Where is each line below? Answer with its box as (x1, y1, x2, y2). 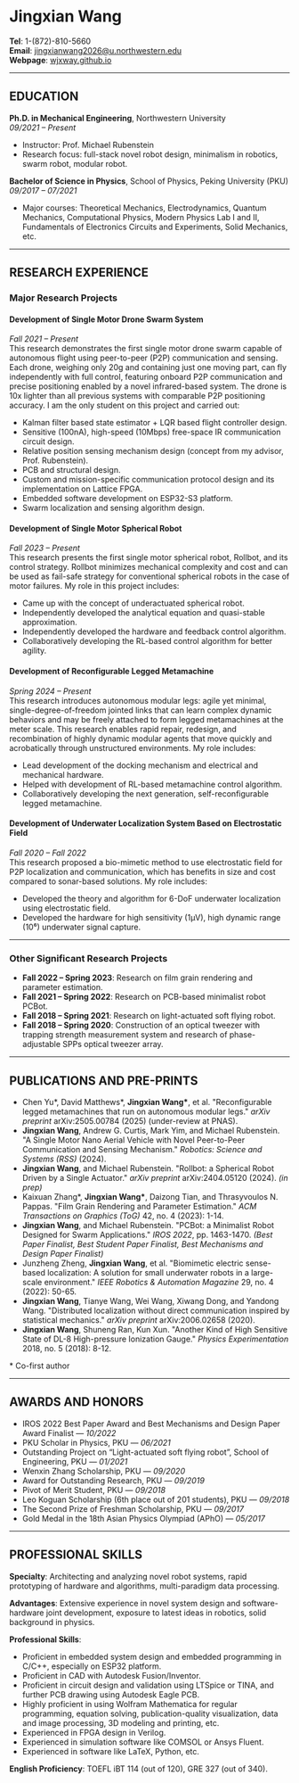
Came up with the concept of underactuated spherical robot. (21, 598, 245, 608)
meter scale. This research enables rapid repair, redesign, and (9, 723, 238, 734)
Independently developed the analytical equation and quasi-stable (21, 607, 265, 618)
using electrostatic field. (21, 903, 111, 913)
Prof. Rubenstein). (21, 455, 89, 466)
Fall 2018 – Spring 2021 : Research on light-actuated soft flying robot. (21, 1011, 276, 1021)
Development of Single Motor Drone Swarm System (9, 314, 204, 325)
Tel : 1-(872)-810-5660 (9, 36, 92, 46)
